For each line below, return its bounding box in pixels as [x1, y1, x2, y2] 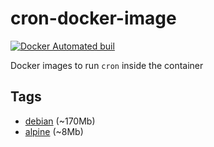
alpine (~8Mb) [24, 125, 84, 137]
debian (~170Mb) [24, 115, 96, 127]
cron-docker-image [10, 7, 177, 30]
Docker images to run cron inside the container [10, 59, 204, 71]
